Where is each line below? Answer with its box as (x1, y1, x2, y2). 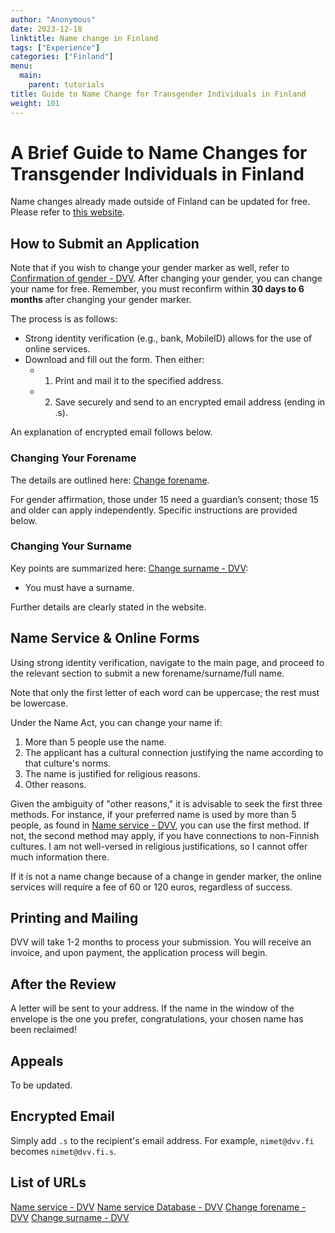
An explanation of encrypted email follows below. (10, 426, 213, 438)
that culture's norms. (24, 757, 112, 769)
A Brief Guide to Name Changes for (10, 141, 308, 164)
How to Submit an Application (10, 235, 200, 252)
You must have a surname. (24, 581, 135, 593)
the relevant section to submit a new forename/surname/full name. (10, 667, 285, 679)
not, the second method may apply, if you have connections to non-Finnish (10, 829, 320, 841)
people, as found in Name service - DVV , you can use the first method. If (10, 819, 310, 831)
